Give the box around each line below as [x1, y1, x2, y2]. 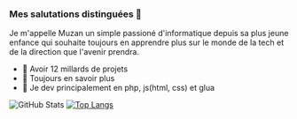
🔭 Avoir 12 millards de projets [21, 63, 129, 74]
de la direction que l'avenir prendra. [9, 47, 140, 57]
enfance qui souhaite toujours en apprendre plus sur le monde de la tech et [9, 37, 285, 48]
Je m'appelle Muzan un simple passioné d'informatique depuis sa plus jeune [9, 28, 289, 39]
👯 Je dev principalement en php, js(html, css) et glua [21, 83, 215, 93]
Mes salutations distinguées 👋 [9, 8, 142, 20]
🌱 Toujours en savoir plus [21, 73, 115, 84]
